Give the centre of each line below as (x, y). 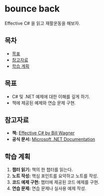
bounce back (32, 9)
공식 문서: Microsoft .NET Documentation (53, 139)
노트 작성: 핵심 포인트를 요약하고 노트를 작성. (55, 176)
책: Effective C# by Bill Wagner (43, 133)
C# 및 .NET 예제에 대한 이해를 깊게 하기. (51, 96)
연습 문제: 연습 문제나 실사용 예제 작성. (49, 188)
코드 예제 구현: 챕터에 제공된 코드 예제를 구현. (55, 182)
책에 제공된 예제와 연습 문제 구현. (44, 103)
